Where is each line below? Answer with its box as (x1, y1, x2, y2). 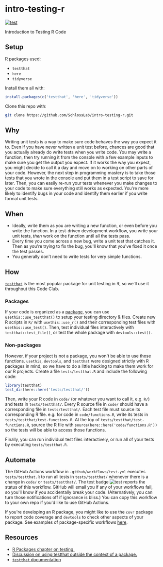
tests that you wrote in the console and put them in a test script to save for (5, 175, 154, 181)
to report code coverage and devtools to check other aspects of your (5, 514, 144, 520)
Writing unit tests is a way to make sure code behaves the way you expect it (5, 139, 157, 145)
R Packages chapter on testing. (12, 546, 75, 552)
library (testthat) (5, 383, 42, 388)
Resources (5, 533, 38, 542)
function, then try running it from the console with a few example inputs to (5, 155, 153, 160)
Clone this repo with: (5, 103, 47, 109)
